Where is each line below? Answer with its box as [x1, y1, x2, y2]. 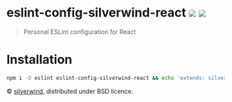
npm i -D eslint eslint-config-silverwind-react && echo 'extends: [6, 74, 206, 81]
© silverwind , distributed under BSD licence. [6, 87, 134, 95]
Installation [6, 52, 73, 68]
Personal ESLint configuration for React [23, 28, 136, 36]
